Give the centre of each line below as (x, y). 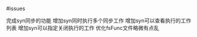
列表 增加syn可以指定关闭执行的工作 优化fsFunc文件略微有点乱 (83, 28)
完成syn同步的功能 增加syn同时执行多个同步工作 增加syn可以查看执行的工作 (99, 21)
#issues (16, 9)
